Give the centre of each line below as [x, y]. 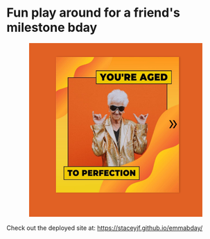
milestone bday [52, 27]
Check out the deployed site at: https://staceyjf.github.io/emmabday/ [105, 228]
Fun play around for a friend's [94, 13]
